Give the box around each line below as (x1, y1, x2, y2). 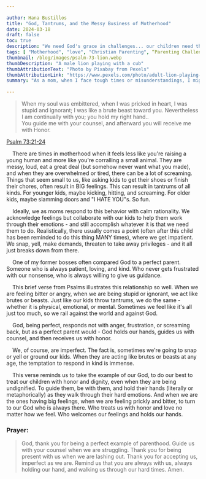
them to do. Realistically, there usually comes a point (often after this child (6, 227, 193, 234)
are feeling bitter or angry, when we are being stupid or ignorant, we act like (6, 290, 198, 297)
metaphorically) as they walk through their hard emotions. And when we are (6, 391, 198, 398)
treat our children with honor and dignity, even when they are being (6, 378, 177, 385)
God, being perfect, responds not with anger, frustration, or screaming (12, 322, 190, 329)
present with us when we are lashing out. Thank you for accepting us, (21, 453, 198, 461)
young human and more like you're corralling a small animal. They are (6, 157, 182, 163)
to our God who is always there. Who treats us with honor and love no (6, 404, 183, 411)
